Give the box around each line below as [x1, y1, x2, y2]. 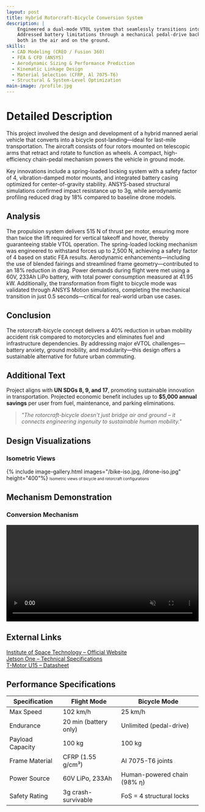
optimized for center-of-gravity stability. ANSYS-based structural [6, 180, 170, 187]
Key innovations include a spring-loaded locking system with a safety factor [6, 167, 197, 175]
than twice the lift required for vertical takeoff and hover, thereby [6, 234, 169, 241]
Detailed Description [6, 110, 113, 123]
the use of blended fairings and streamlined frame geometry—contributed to [6, 260, 199, 267]
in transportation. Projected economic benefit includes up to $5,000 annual [6, 393, 197, 400]
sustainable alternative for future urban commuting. [6, 353, 136, 360]
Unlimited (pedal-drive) [121, 721, 189, 730]
